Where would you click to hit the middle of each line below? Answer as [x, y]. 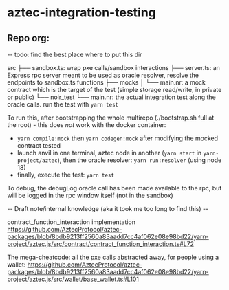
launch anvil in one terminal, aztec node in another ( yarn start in [109, 153]
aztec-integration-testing [82, 13]
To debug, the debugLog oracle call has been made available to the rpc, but [115, 188]
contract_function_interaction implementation [72, 222]
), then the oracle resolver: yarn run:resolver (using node [140, 160]
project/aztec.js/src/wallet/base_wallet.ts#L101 [73, 279]
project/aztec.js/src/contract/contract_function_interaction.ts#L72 [101, 244]
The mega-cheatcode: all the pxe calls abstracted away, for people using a [113, 257]
